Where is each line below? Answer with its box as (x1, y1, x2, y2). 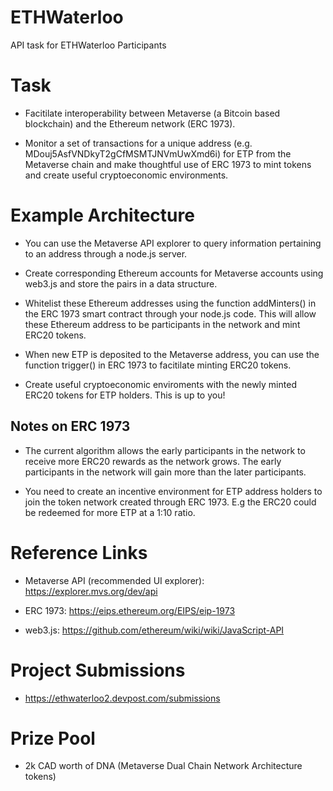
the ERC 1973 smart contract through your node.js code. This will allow (24, 307, 317, 320)
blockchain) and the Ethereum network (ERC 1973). (24, 117, 236, 130)
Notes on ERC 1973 (10, 418, 131, 435)
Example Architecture (10, 204, 195, 227)
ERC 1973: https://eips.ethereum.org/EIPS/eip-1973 (24, 604, 236, 616)
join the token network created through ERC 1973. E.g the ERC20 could (24, 496, 317, 508)
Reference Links (10, 541, 148, 564)
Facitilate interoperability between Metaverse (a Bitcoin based (24, 107, 281, 119)
